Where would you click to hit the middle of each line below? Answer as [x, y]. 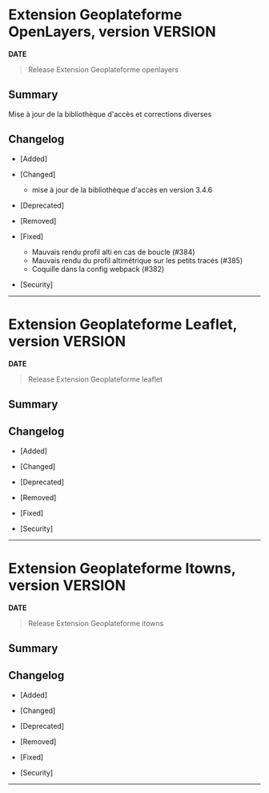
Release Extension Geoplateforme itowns [96, 623]
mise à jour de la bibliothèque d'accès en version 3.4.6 [122, 189]
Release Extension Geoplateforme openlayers [103, 69]
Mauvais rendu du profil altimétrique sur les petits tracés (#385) [137, 260]
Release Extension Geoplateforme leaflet [95, 379]
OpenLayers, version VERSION [112, 32]
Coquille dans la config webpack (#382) [98, 269]
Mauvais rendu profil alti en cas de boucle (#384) [113, 252]
